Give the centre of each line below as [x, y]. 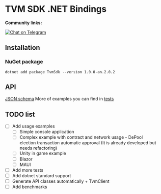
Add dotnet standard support [41, 175]
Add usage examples [33, 126]
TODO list [20, 114]
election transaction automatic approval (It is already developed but [88, 143]
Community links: [24, 23]
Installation [23, 48]
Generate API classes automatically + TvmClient [61, 181]
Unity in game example [43, 153]
